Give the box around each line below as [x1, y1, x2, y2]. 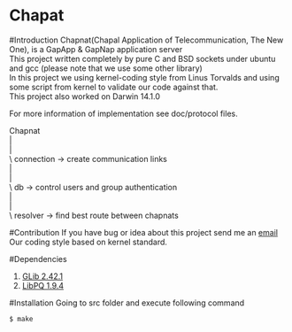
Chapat [9, 5, 65, 26]
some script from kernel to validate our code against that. [9, 81, 219, 92]
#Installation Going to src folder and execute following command [9, 297, 245, 308]
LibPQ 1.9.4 [21, 280, 65, 290]
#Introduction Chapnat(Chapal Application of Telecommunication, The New [9, 35, 284, 45]
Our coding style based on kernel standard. [9, 236, 168, 247]
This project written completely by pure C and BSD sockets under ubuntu [9, 53, 276, 64]
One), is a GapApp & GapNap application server [9, 43, 183, 54]
